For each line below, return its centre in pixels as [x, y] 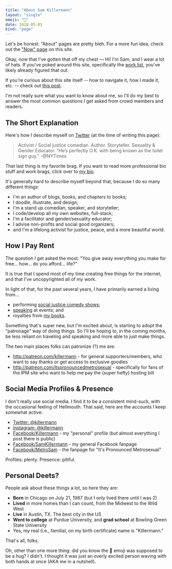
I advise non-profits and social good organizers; [64, 224]
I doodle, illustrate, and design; [46, 202]
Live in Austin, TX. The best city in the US [57, 514]
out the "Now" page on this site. [39, 49]
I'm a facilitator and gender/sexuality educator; [62, 219]
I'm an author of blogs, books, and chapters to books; [70, 197]
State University [30, 525]
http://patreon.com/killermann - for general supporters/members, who [87, 356]
